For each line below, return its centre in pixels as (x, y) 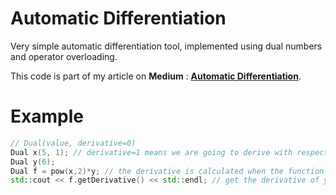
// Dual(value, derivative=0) (73, 143)
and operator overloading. (64, 56)
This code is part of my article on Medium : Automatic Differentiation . (156, 76)
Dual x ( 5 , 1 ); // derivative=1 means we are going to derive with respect (169, 152)
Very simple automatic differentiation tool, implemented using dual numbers (166, 46)
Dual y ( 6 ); (33, 162)
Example (47, 116)
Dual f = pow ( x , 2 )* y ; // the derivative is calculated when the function (167, 171)
